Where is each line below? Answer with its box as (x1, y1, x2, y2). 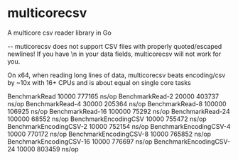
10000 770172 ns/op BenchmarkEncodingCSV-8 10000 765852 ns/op (7, 130, 212, 138)
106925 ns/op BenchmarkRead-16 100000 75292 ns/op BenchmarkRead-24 (7, 107, 230, 115)
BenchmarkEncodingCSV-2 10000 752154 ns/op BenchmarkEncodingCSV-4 (7, 122, 231, 130)
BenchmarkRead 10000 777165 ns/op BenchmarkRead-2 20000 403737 (7, 92, 219, 101)
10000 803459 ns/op (16, 144, 80, 153)
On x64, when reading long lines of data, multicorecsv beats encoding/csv (7, 71, 226, 79)
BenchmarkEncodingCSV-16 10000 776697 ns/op (7, 137, 153, 146)
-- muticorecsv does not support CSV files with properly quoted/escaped (7, 42, 222, 50)
